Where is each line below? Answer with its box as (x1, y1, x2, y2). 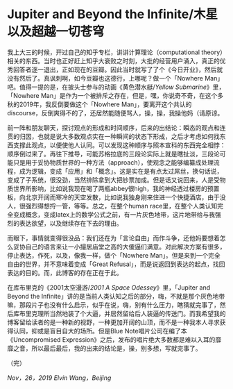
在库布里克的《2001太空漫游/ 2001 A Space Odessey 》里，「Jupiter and (7, 283, 211, 292)
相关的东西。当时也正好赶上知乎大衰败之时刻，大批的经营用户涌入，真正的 (7, 56, 220, 65)
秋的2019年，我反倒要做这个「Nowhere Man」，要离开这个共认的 (7, 100, 192, 108)
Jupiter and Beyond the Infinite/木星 (7, 6, 218, 22)
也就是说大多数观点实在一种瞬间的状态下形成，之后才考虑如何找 (37, 132, 220, 140)
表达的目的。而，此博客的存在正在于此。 (7, 268, 123, 276)
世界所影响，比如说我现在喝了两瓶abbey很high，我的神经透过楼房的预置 (12, 184, 220, 192)
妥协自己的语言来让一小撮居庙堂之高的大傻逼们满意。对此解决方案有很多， (12, 242, 226, 251)
